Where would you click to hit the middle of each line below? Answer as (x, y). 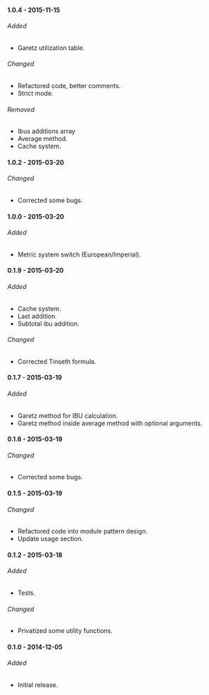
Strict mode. (36, 93)
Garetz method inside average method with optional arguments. (110, 423)
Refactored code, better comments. (69, 86)
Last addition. (37, 316)
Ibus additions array (46, 131)
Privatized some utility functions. (65, 631)
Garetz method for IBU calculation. (68, 415)
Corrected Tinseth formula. (57, 361)
